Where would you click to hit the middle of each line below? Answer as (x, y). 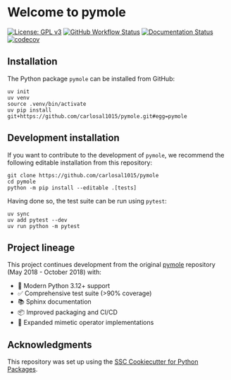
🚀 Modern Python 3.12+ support (64, 286)
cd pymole (22, 182)
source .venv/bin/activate (47, 104)
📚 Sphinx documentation (54, 302)
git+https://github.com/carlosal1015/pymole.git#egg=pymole (98, 116)
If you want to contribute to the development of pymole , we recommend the (116, 155)
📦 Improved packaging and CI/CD (68, 312)
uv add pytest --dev (38, 220)
